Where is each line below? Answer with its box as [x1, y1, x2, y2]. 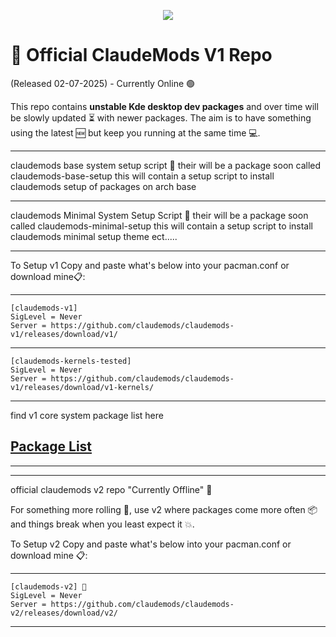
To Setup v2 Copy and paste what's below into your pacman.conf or [10, 538, 292, 550]
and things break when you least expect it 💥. [10, 518, 195, 530]
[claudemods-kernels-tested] [10, 356, 132, 366]
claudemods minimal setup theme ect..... [10, 230, 178, 242]
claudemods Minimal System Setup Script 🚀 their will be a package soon [10, 209, 309, 221]
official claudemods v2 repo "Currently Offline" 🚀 [10, 483, 213, 495]
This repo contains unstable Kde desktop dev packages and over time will [10, 100, 319, 112]
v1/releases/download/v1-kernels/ [10, 382, 155, 392]
